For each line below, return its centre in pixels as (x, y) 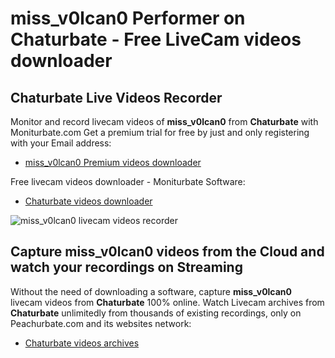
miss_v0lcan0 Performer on (128, 18)
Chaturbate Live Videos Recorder (116, 97)
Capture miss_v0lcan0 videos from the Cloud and (167, 252)
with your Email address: (61, 143)
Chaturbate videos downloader (88, 201)
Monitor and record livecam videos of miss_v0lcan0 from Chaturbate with (164, 121)
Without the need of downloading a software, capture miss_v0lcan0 (151, 291)
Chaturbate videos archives (82, 343)
